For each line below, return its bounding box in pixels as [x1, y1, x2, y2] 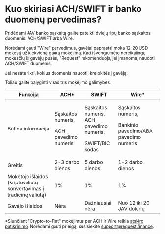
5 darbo [84, 158, 103, 165]
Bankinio [118, 121, 138, 128]
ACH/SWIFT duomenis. [5, 60, 52, 66]
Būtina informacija [7, 125, 50, 132]
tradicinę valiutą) [7, 191, 47, 198]
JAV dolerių [118, 205, 145, 212]
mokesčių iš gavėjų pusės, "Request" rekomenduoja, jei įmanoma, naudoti [5, 55, 155, 61]
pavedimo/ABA [118, 128, 153, 134]
